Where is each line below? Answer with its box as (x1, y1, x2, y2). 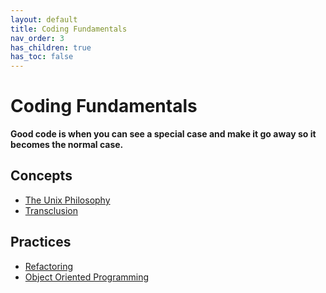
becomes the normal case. (10, 139, 124, 151)
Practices (10, 234, 72, 251)
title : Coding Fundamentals (10, 24, 128, 34)
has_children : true (10, 42, 92, 53)
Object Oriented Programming (24, 271, 150, 283)
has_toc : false (10, 52, 74, 62)
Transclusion (24, 204, 78, 216)
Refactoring (24, 260, 74, 272)
